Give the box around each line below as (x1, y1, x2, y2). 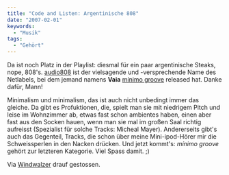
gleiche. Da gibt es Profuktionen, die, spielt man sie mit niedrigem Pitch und (7, 104, 221, 111)
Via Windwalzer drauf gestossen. (7, 161, 100, 168)
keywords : (7, 23, 36, 30)
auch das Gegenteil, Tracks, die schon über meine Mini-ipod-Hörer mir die (7, 132, 217, 141)
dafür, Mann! (7, 83, 43, 91)
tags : (7, 36, 23, 43)
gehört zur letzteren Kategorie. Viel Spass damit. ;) (7, 147, 150, 155)
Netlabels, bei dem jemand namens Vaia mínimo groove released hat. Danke (7, 75, 222, 83)
